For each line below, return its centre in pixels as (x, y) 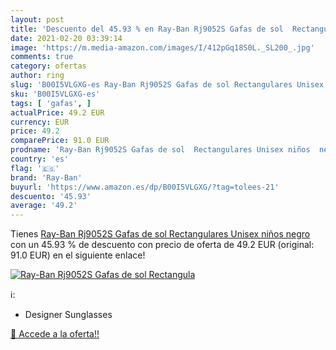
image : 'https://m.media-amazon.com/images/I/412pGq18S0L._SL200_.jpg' (162, 47)
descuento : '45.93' (51, 196)
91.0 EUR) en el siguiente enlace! (78, 255)
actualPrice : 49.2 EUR (57, 112)
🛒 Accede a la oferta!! (55, 334)
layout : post (37, 19)
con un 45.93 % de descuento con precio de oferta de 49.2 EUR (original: (162, 245)
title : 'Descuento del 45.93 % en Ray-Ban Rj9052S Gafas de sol (147, 29)
